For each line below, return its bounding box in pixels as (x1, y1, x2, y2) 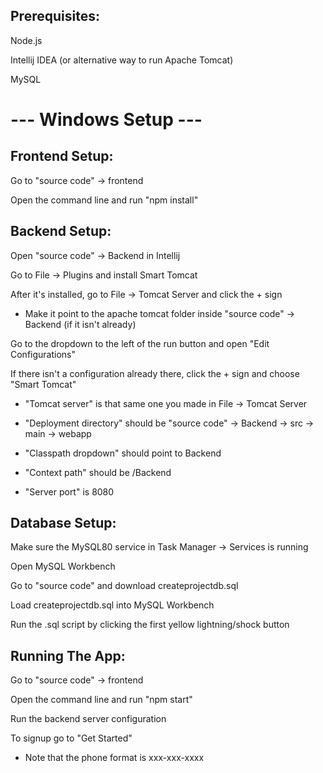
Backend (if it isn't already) (24, 318, 137, 330)
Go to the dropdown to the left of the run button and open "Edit (10, 337, 270, 349)
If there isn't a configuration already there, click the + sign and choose (10, 367, 300, 379)
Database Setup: (10, 515, 117, 532)
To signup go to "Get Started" (10, 732, 133, 744)
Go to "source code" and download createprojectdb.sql (10, 580, 239, 592)
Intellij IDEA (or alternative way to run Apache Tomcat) (10, 54, 234, 66)
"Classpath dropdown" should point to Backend (24, 447, 222, 459)
